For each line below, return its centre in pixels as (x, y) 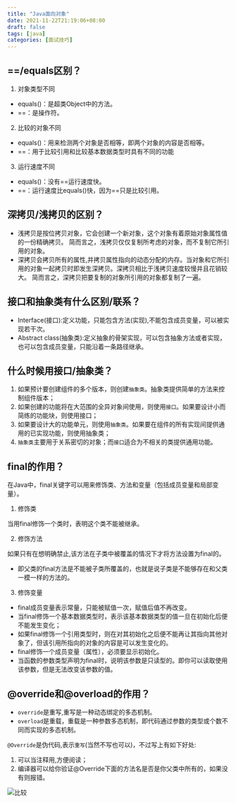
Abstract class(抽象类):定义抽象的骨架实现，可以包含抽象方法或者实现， (122, 338)
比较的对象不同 (39, 127)
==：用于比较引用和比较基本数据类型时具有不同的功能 (96, 151)
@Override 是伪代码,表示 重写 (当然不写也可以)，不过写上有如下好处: (102, 745)
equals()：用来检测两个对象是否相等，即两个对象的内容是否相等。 (113, 143)
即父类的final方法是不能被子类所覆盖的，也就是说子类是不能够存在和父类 (122, 569)
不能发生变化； (39, 625)
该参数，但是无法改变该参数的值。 (67, 670)
